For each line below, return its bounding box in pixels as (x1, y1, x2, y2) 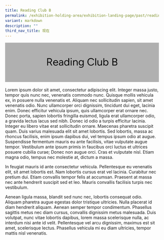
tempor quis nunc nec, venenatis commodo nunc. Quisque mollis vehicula (5, 92, 154, 98)
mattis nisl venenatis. (5, 230, 48, 236)
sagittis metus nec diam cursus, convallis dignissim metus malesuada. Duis (5, 209, 156, 215)
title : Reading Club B (5, 8, 51, 13)
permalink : (5, 13, 27, 18)
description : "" (5, 23, 38, 28)
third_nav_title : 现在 (5, 28, 50, 34)
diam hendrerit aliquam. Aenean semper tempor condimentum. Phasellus (5, 204, 152, 210)
